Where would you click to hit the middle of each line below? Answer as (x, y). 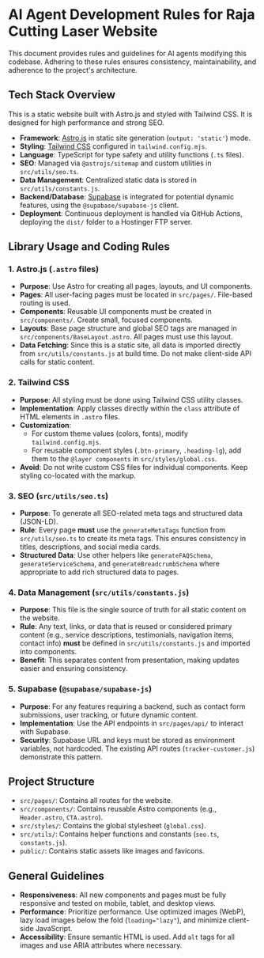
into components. (48, 652)
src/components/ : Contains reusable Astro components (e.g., (118, 809)
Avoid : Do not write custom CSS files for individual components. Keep (134, 467)
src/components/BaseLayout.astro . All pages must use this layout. (126, 337)
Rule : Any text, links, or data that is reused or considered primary (126, 627)
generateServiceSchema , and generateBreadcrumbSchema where (119, 564)
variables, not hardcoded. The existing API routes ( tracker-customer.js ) (137, 748)
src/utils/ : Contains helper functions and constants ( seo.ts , (119, 834)
